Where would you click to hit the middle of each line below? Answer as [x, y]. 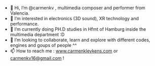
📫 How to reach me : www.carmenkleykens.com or [64, 51]
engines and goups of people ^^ [43, 45]
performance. [24, 24]
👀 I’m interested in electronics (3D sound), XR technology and [74, 18]
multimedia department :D [37, 35]
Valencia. [20, 13]
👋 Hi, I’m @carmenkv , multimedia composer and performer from [77, 8]
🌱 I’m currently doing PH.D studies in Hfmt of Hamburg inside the [78, 29]
